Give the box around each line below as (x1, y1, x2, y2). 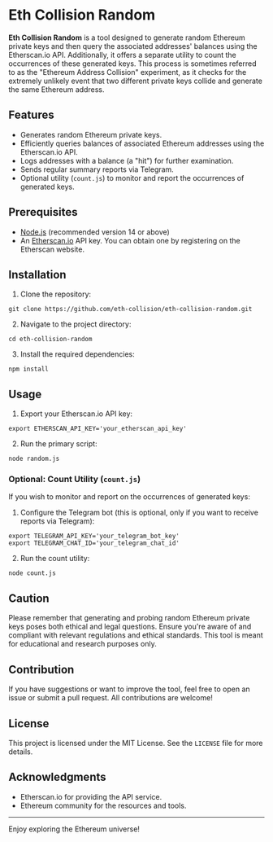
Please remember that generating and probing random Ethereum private (8, 613, 250, 623)
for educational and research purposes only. (8, 639, 157, 649)
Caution (8, 591, 50, 605)
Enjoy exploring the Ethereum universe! (8, 824, 141, 834)
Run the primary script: (19, 439, 97, 449)
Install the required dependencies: (19, 349, 136, 359)
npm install (8, 365, 49, 374)
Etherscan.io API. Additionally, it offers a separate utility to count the (8, 50, 237, 59)
